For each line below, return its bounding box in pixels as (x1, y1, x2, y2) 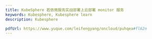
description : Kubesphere (5, 17, 58, 22)
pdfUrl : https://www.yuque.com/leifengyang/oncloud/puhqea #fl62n (5, 26, 147, 31)
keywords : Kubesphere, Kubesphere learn (5, 12, 93, 17)
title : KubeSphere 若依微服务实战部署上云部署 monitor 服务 (5, 7, 124, 13)
